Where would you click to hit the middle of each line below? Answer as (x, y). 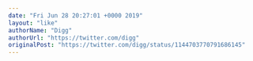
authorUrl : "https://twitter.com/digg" (74, 38)
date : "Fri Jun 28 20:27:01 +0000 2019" (76, 15)
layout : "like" (33, 23)
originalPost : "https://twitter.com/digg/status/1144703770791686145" (127, 45)
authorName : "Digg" (40, 30)
